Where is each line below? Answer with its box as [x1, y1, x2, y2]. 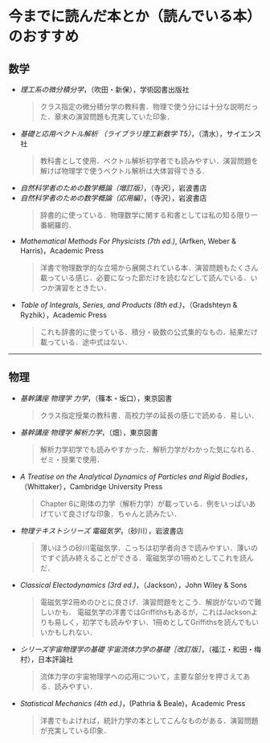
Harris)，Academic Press [19, 246, 104, 255]
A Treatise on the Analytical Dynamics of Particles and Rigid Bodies [19, 472, 245, 481]
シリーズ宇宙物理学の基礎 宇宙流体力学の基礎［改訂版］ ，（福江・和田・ [19, 644, 255, 654]
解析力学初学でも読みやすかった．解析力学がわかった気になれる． [39, 444, 259, 454]
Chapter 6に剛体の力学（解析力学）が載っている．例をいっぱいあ [39, 499, 256, 508]
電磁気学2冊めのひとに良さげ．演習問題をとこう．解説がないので [39, 597, 255, 606]
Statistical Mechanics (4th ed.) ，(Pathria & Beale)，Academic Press [19, 698, 246, 708]
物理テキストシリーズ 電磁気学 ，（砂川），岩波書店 [19, 525, 184, 535]
